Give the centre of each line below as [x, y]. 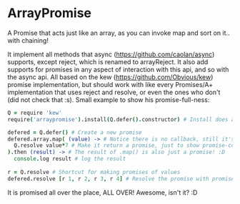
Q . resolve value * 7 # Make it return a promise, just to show [107, 146]
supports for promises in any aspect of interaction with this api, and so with [118, 69]
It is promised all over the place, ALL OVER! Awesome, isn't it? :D [102, 192]
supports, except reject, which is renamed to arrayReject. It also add [108, 61]
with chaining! [28, 40]
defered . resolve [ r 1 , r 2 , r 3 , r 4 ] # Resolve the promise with [108, 179]
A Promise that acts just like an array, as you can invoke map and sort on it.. [119, 33]
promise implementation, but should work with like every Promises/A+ [110, 84]
